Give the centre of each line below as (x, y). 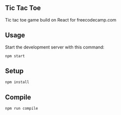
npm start (15, 56)
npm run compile (21, 109)
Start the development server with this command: (55, 47)
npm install (17, 82)
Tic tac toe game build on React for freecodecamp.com (61, 20)
